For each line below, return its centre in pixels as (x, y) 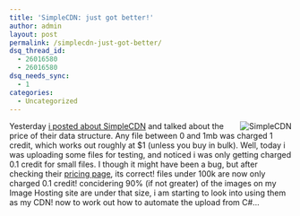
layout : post (34, 34)
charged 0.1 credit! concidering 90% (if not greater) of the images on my (143, 184)
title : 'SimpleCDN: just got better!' (81, 17)
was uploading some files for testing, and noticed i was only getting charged (150, 155)
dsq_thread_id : (38, 51)
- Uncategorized (47, 101)
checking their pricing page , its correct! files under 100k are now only (137, 174)
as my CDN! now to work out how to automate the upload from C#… (134, 203)
